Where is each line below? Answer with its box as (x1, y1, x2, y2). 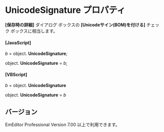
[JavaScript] (5, 40, 31, 45)
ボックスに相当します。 (10, 28, 58, 34)
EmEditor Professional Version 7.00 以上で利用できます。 (5, 122, 120, 128)
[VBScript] (5, 71, 28, 77)
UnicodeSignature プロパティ (5, 4, 126, 16)
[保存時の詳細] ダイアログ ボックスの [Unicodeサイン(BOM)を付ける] (5, 22, 145, 28)
